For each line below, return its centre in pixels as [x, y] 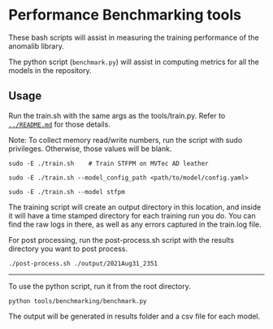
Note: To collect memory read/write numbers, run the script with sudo [126, 140]
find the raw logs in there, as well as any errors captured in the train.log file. [135, 224]
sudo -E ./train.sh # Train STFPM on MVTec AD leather [108, 163]
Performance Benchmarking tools [125, 15]
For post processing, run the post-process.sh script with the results [121, 240]
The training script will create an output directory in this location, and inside [135, 207]
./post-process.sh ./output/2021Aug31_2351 [83, 263]
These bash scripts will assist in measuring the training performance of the [134, 37]
